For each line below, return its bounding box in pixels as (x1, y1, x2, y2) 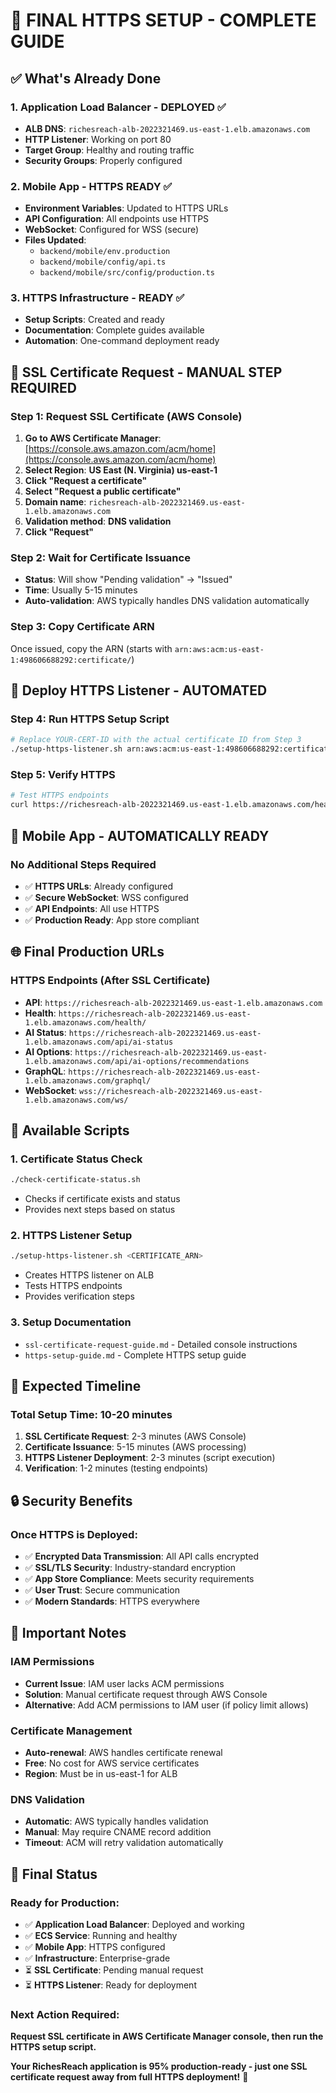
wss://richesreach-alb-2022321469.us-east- (79, 1086, 263, 1096)
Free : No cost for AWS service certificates (24, 1757, 200, 1769)
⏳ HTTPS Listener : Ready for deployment (24, 1979, 197, 1991)
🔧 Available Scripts (10, 1122, 130, 1139)
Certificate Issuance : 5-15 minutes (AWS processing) (24, 1441, 247, 1453)
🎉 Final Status (10, 1865, 98, 1883)
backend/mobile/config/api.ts (39, 257, 167, 268)
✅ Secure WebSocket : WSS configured (24, 891, 189, 903)
